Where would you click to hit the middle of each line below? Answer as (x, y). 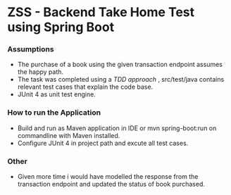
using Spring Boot (61, 27)
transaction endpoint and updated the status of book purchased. (111, 184)
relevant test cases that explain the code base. (85, 87)
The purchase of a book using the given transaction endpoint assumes (120, 65)
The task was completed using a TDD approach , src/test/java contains (121, 80)
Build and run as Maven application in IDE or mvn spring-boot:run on (117, 128)
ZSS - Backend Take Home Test (101, 12)
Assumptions (31, 49)
